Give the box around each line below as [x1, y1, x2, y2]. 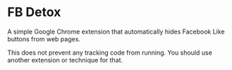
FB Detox [7, 4, 61, 20]
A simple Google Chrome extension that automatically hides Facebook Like [7, 27, 225, 36]
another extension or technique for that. [7, 55, 123, 64]
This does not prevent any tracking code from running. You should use [7, 48, 213, 57]
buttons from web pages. [7, 34, 81, 43]
